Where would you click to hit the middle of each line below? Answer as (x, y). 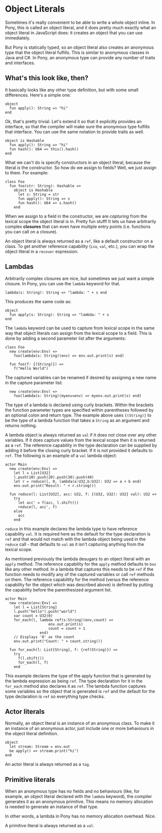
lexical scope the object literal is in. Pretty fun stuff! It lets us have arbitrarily (81, 221)
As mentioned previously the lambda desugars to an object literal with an (78, 559)
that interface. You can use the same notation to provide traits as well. (74, 132)
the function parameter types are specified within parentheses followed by (79, 410)
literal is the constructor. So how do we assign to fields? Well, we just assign (81, 167)
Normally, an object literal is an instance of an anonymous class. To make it (80, 723)
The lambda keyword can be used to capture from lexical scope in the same (80, 328)
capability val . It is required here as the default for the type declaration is (78, 534)
